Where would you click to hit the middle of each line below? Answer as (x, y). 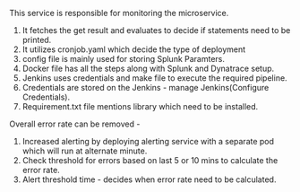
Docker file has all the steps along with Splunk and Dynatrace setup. (148, 68)
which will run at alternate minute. (85, 151)
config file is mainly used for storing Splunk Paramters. (124, 59)
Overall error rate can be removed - (75, 124)
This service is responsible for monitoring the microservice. (119, 13)
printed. (37, 40)
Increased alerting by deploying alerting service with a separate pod (148, 141)
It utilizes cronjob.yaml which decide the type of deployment (134, 49)
